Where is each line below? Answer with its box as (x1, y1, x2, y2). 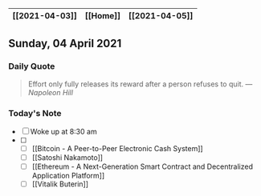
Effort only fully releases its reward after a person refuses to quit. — (27, 79, 253, 89)
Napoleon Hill (27, 87, 74, 97)
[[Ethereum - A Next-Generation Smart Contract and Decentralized (31, 162, 254, 171)
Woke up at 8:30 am (30, 126, 98, 136)
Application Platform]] (31, 171, 105, 181)
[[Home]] (84, 10, 121, 21)
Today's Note (8, 107, 62, 118)
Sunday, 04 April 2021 (8, 37, 122, 50)
